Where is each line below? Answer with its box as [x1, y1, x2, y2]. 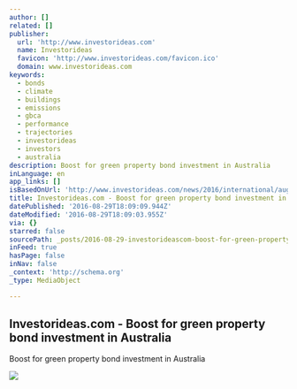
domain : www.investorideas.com [17, 63, 133, 72]
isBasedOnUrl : [9, 186, 62, 194]
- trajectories [17, 128, 73, 137]
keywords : [9, 71, 46, 80]
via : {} [9, 218, 38, 227]
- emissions [17, 103, 62, 112]
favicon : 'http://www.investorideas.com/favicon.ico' [17, 54, 219, 63]
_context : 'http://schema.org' [9, 268, 125, 277]
